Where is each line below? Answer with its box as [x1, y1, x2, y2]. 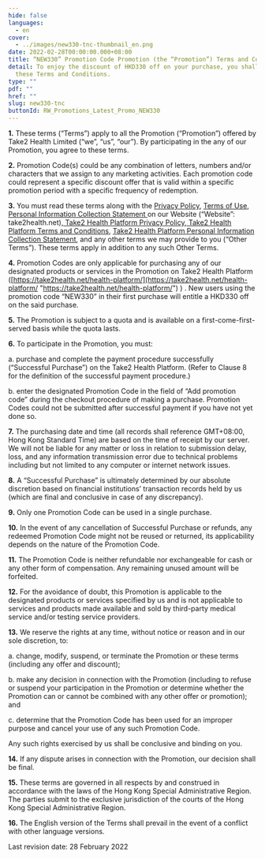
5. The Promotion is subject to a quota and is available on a [8, 316, 201, 324]
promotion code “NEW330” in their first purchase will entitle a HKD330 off [8, 292, 249, 301]
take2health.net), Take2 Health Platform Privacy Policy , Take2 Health [8, 218, 232, 227]
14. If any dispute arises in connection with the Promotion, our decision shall [8, 754, 256, 764]
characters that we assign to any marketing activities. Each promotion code [8, 169, 253, 178]
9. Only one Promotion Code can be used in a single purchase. [8, 508, 212, 517]
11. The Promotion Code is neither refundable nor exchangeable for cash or [8, 555, 253, 564]
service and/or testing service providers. [8, 612, 140, 622]
